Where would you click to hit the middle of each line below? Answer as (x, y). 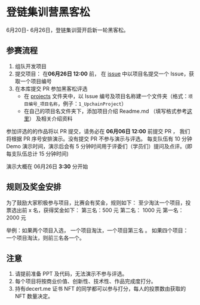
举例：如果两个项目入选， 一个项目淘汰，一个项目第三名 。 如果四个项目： (97, 230)
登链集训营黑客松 (48, 12)
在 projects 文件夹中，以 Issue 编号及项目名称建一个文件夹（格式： (106, 96)
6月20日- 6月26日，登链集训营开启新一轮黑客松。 (68, 30)
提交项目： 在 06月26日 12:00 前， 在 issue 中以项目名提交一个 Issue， (102, 74)
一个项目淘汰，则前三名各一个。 (45, 237)
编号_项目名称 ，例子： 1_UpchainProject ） (78, 103)
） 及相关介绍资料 (51, 118)
